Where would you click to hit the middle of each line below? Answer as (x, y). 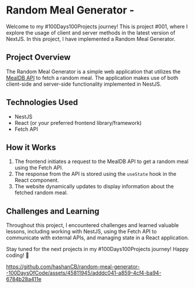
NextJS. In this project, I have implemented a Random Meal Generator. (91, 39)
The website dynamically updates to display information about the (94, 187)
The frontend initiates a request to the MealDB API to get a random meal (101, 161)
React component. (37, 180)
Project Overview (38, 57)
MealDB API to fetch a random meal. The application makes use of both (92, 77)
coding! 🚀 (18, 255)
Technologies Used (42, 102)
